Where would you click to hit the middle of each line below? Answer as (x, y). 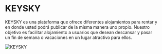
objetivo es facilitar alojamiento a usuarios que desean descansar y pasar (79, 32)
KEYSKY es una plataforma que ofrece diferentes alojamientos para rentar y (81, 22)
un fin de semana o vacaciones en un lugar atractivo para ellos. (69, 37)
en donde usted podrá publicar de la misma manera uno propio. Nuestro (77, 27)
